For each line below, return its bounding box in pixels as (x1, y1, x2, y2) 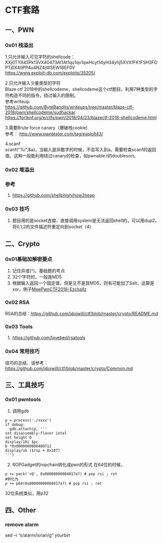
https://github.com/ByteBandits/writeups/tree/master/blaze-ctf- (5, 104, 134, 110)
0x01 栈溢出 (5, 41, 33, 48)
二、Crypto (5, 240, 40, 248)
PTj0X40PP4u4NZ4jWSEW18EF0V (5, 65, 75, 71)
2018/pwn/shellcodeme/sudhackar (5, 109, 76, 115)
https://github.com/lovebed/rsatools (12, 334, 85, 340)
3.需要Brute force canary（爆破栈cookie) (5, 124, 88, 131)
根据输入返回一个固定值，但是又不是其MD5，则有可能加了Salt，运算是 (12, 280, 155, 286)
